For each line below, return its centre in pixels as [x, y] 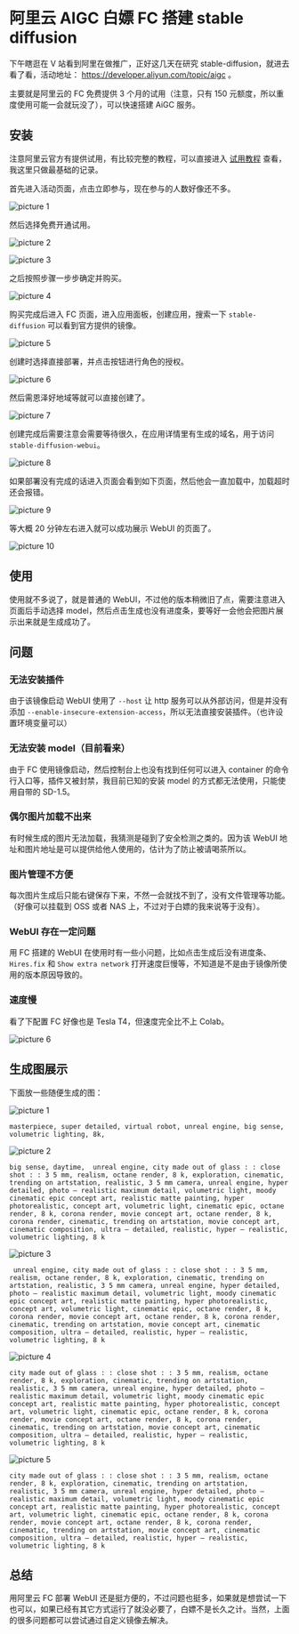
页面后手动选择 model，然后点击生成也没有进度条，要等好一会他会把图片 [142, 610]
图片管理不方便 [41, 874]
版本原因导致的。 [56, 975]
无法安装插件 [37, 680]
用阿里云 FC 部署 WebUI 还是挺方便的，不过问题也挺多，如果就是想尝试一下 [148, 1598]
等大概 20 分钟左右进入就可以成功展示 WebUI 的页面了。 [113, 528]
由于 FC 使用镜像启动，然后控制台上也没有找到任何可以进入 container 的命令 [149, 769]
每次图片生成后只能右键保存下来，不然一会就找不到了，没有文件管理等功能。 [149, 896]
